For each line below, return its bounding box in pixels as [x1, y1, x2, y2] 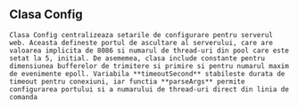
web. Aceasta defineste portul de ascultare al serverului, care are [9, 38, 274, 47]
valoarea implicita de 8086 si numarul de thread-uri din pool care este [9, 46, 290, 55]
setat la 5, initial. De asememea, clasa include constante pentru [9, 53, 266, 63]
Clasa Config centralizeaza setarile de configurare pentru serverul [9, 30, 274, 39]
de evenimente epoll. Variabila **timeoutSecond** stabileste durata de [9, 69, 286, 78]
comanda [9, 92, 38, 101]
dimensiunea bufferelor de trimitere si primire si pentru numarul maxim [9, 61, 290, 70]
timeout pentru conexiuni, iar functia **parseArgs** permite [9, 77, 245, 86]
